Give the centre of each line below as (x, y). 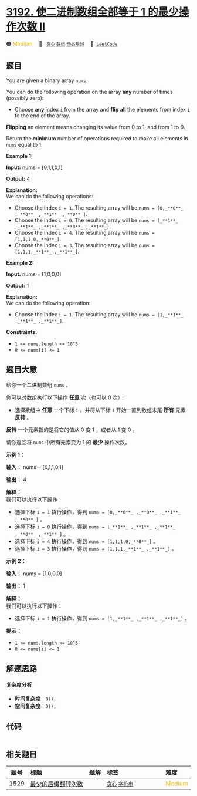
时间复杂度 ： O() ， (37, 699)
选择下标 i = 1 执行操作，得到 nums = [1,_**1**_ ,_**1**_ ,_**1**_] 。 (102, 618)
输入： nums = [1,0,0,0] (34, 574)
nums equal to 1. (24, 144)
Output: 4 (18, 178)
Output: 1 (18, 285)
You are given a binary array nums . (47, 80)
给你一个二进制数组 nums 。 (39, 384)
